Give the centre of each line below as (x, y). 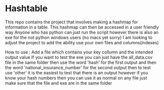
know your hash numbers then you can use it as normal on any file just (76, 78)
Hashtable (26, 9)
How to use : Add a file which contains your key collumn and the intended (79, 52)
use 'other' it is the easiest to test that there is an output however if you (77, 72)
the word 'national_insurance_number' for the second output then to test (78, 67)
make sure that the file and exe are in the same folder (59, 83)
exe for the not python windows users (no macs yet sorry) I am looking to (79, 37)
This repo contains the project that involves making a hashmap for (72, 22)
